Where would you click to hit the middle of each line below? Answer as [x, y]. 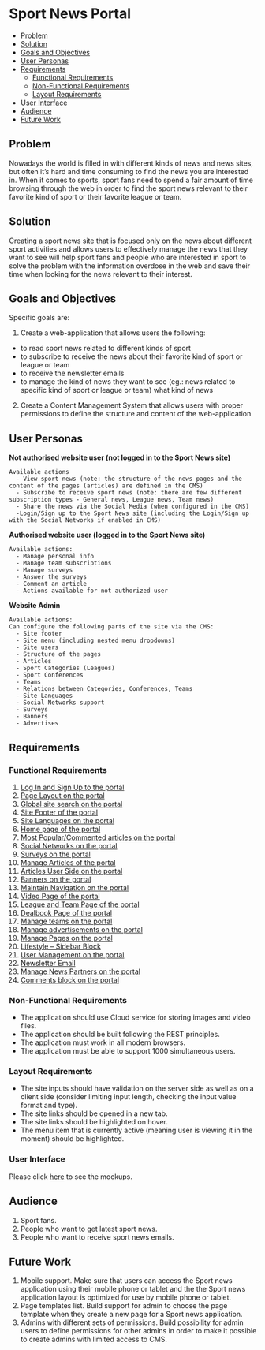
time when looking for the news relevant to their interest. [101, 274]
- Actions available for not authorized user [92, 591]
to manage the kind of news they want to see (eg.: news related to [128, 382]
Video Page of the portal [60, 896]
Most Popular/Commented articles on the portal [98, 837]
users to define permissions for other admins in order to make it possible [138, 1331]
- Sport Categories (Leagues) [65, 668]
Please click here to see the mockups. [71, 1177]
